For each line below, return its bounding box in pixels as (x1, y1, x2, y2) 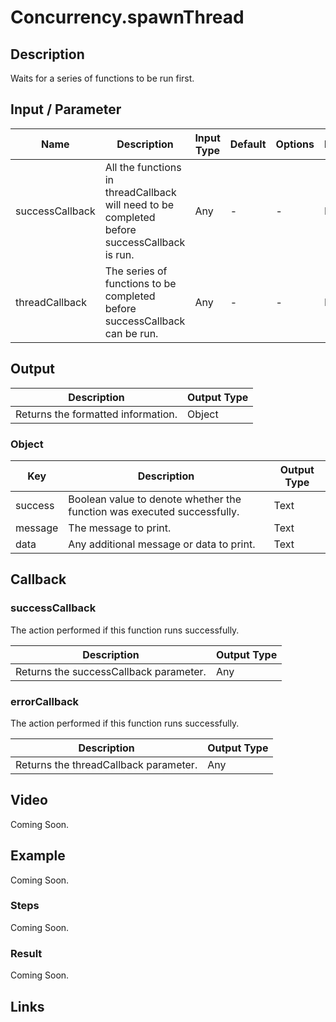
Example (10, 847, 66, 865)
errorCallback (10, 694, 80, 708)
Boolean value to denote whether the (68, 492, 242, 506)
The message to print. (68, 521, 172, 535)
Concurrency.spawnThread (10, 6, 245, 29)
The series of (104, 264, 168, 278)
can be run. (104, 326, 159, 340)
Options (275, 137, 315, 151)
